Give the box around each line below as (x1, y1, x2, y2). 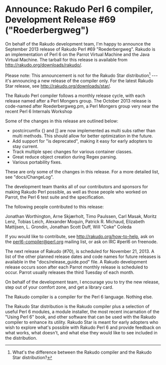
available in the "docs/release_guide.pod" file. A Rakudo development (5, 259, 147, 264)
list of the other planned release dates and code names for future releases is (5, 254, 161, 260)
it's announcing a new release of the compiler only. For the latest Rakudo (5, 78, 154, 84)
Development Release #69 (5, 14, 116, 25)
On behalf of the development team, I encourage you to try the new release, (5, 279, 160, 285)
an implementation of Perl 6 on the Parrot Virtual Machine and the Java (5, 51, 150, 57)
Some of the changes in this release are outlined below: (5, 118, 119, 124)
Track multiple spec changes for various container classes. (12, 149, 133, 155)
